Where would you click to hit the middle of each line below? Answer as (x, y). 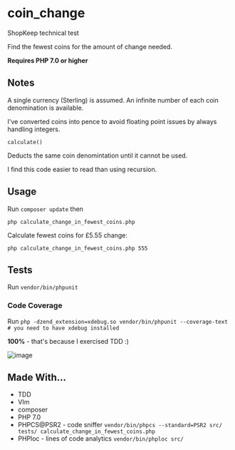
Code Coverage (35, 306)
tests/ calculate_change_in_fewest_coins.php (86, 432)
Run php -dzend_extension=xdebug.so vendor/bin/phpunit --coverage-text (117, 321)
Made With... (37, 378)
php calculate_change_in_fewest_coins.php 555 (78, 248)
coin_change (46, 13)
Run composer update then (46, 209)
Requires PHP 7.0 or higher (48, 60)
